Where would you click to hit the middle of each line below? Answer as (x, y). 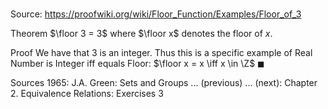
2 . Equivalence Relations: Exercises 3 (87, 94)
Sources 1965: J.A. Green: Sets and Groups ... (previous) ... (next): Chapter (164, 83)
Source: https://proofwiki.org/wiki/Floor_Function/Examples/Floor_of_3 (156, 14)
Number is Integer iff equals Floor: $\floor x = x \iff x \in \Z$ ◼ (137, 64)
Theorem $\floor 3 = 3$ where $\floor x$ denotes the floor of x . (141, 34)
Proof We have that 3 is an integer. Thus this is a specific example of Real (161, 53)
